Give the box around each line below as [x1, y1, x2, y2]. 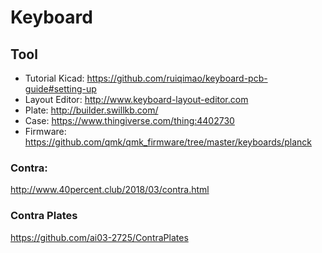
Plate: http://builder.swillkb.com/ [24, 104, 159, 116]
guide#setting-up [24, 83, 97, 95]
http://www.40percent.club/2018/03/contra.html [10, 184, 210, 196]
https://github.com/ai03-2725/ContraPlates [10, 231, 189, 243]
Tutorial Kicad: [24, 72, 85, 84]
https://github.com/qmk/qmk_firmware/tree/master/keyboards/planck [24, 136, 313, 148]
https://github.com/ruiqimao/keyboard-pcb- [86, 72, 268, 84]
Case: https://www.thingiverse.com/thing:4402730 [24, 115, 235, 126]
